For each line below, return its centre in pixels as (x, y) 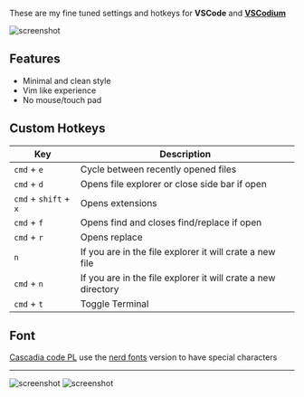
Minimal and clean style (66, 80)
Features (35, 59)
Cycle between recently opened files (158, 169)
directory (100, 288)
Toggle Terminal (114, 304)
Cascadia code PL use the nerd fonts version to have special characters (143, 357)
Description (185, 154)
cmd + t (28, 304)
